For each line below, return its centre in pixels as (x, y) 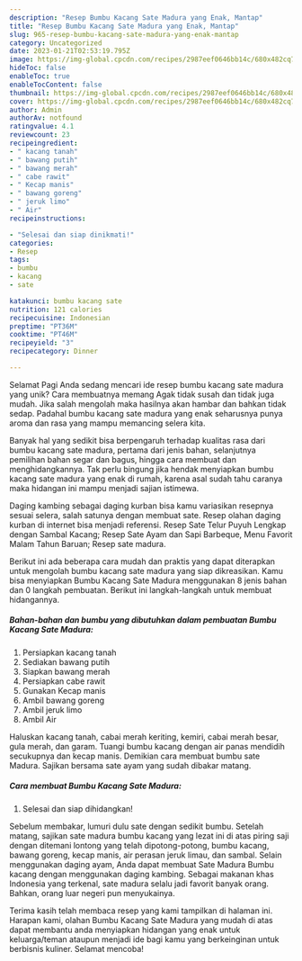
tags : (19, 260)
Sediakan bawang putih (66, 661)
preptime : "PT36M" (44, 326)
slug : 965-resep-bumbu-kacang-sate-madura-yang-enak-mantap (124, 34)
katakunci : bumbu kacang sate (66, 301)
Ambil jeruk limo (52, 710)
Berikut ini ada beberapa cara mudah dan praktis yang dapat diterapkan (142, 561)
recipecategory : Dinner (54, 352)
